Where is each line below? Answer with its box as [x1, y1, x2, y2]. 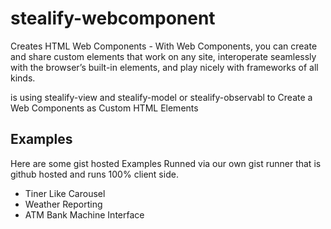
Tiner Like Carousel [24, 187, 106, 199]
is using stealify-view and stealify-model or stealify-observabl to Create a [10, 91, 313, 103]
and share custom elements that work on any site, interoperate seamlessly [10, 50, 317, 62]
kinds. [10, 72, 36, 84]
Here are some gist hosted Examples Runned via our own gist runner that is [10, 157, 322, 169]
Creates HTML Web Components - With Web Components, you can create [10, 40, 318, 52]
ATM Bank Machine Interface [24, 208, 145, 221]
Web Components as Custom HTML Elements [10, 102, 199, 114]
